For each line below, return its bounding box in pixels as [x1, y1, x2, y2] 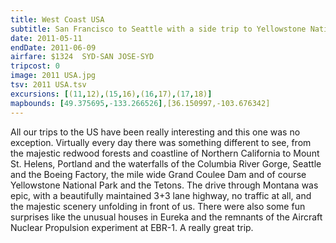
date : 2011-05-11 [10, 33, 83, 43]
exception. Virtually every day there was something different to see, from [10, 136, 312, 148]
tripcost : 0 [10, 61, 60, 71]
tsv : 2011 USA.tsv [10, 80, 87, 90]
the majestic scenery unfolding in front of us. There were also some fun [10, 200, 306, 212]
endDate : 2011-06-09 [10, 42, 97, 53]
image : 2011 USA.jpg [10, 71, 97, 81]
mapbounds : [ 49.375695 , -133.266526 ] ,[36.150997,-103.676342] [10, 98, 271, 108]
